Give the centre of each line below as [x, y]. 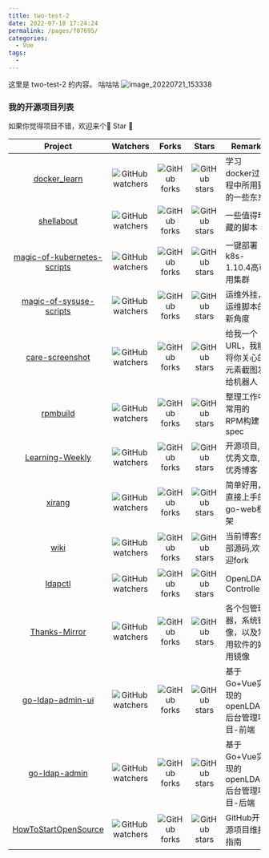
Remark [246, 147]
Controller [244, 589]
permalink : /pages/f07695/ [53, 30]
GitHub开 [243, 818]
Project [58, 147]
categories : [28, 38]
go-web [241, 509]
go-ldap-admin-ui [58, 700]
